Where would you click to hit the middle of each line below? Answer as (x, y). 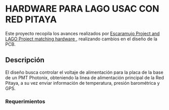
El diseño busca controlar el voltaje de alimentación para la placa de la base (84, 72)
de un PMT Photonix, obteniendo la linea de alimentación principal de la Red (85, 77)
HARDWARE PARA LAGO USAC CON (82, 9)
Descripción (25, 60)
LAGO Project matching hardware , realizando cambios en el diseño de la (81, 39)
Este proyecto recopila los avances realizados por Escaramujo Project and (82, 33)
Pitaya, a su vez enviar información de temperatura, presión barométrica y (83, 83)
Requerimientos (25, 101)
